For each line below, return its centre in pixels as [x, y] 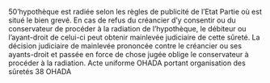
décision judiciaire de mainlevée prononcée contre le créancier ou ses [125, 46]
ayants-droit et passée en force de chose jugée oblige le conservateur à [129, 54]
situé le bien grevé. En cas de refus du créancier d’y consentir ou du [122, 20]
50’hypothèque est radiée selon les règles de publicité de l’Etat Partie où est [135, 12]
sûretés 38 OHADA [40, 71]
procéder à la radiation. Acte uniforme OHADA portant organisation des [127, 63]
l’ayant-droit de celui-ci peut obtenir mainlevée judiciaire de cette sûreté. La [134, 37]
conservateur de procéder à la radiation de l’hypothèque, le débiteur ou [127, 29]
